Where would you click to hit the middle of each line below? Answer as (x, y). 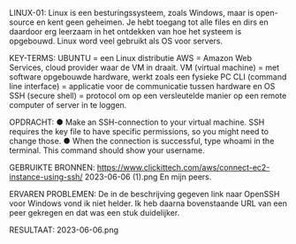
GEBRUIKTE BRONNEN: (52, 168)
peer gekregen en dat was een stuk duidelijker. (95, 213)
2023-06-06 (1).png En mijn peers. (148, 177)
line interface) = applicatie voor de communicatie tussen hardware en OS (142, 86)
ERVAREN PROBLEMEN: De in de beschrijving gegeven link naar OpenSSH (144, 194)
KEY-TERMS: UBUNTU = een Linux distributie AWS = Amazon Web (130, 58)
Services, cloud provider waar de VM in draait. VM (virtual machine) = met (144, 67)
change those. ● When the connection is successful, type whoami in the (142, 141)
